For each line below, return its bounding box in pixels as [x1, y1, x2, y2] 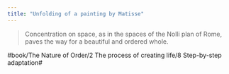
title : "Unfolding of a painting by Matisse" [7, 10, 144, 18]
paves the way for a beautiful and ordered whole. [24, 37, 169, 46]
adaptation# [7, 58, 43, 67]
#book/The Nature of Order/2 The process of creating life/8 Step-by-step [7, 51, 222, 59]
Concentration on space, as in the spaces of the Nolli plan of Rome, [24, 30, 223, 38]
